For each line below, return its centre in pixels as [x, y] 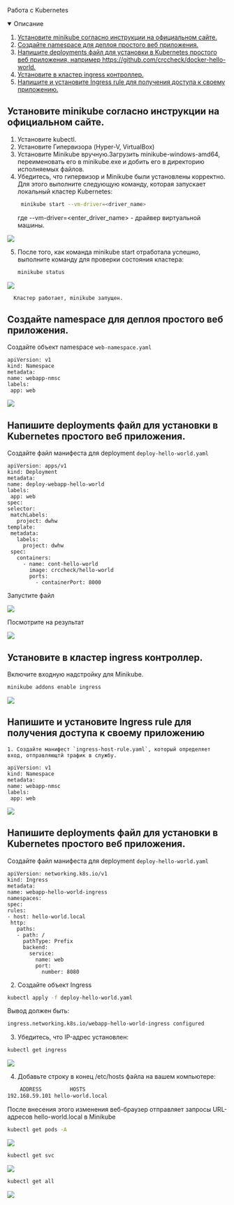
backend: [36, 947]
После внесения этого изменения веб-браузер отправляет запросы [109, 1109]
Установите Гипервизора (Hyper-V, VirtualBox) [86, 147]
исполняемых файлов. [51, 169]
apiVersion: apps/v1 [37, 466]
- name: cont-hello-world [60, 564]
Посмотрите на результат [46, 622]
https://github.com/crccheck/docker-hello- [164, 60]
